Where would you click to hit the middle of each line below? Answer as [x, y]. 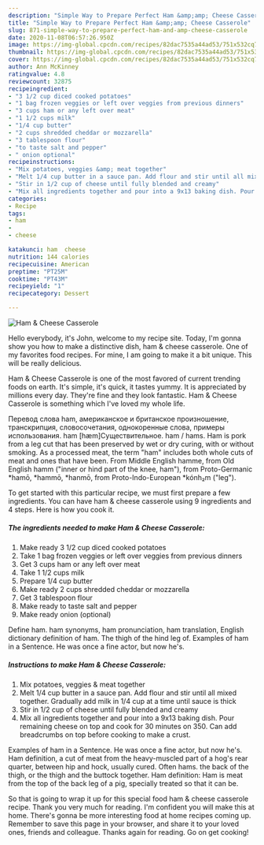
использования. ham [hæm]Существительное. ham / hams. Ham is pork [127, 436]
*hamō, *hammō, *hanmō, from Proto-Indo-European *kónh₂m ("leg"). [122, 477]
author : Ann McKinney [44, 67]
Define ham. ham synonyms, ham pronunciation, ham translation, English [126, 629]
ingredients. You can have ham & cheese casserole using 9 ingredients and [130, 501]
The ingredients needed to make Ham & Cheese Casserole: [106, 527]
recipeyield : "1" [37, 286]
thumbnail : [26, 52]
